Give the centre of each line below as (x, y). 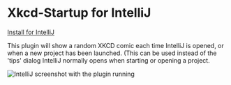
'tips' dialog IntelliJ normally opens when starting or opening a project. (109, 60)
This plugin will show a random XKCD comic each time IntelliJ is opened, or (116, 45)
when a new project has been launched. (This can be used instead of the (112, 53)
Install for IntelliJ (31, 32)
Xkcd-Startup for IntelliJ (79, 13)
